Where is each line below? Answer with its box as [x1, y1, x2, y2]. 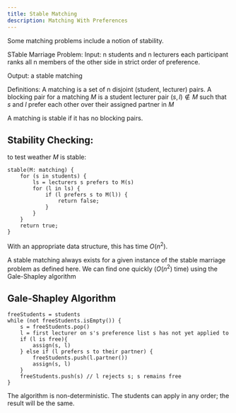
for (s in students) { [20, 173, 87, 180]
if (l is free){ [20, 336, 69, 343]
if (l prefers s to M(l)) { [45, 192, 129, 199]
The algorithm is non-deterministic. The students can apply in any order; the [7, 392, 230, 400]
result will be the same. [7, 399, 75, 407]
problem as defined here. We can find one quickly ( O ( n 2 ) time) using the [7, 263, 218, 273]
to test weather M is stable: [7, 153, 87, 161]
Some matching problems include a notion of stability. [7, 36, 164, 45]
